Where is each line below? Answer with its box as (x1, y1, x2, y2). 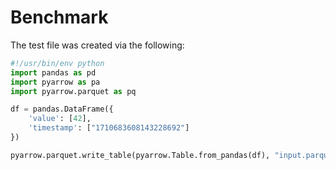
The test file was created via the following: (10, 39, 185, 51)
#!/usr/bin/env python (10, 58, 105, 68)
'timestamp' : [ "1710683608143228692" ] (28, 123, 190, 133)
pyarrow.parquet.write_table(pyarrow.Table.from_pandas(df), (10, 150, 271, 160)
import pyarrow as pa (10, 77, 101, 87)
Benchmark (10, 6, 109, 29)
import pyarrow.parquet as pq (10, 86, 137, 96)
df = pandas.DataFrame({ (10, 104, 114, 115)
